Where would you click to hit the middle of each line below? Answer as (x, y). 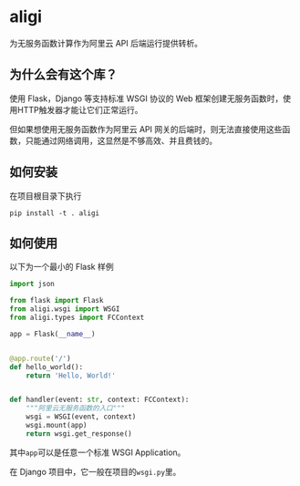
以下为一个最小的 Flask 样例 (62, 267)
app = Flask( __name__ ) (52, 334)
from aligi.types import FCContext (77, 317)
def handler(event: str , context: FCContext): (99, 400)
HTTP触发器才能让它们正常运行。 (80, 109)
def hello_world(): (47, 367)
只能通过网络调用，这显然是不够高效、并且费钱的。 (121, 140)
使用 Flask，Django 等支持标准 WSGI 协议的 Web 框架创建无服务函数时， (146, 98)
